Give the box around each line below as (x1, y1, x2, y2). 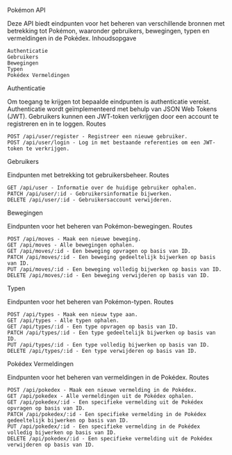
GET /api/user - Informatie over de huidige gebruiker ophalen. (7, 184, 197, 191)
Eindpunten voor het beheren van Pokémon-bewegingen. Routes (7, 222, 193, 230)
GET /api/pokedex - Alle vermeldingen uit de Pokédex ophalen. (7, 392, 194, 399)
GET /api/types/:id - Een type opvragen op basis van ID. (7, 323, 179, 330)
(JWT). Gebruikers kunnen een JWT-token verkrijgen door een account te (7, 113, 219, 120)
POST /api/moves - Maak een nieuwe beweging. (7, 235, 141, 242)
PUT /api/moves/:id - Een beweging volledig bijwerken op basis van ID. (7, 266, 222, 273)
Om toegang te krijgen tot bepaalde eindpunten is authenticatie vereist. (7, 97, 210, 106)
